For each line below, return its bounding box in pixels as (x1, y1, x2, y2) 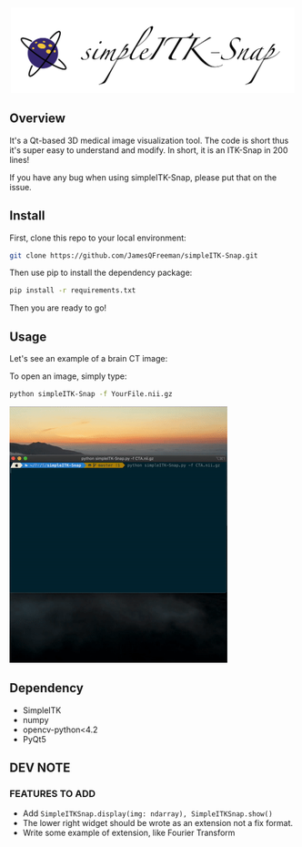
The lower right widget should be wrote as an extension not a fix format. (22, 818, 294, 829)
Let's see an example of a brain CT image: (9, 353, 168, 364)
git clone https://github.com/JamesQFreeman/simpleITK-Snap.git (9, 250, 258, 260)
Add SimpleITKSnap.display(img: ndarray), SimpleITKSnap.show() (22, 808, 273, 819)
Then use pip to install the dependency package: (9, 267, 193, 279)
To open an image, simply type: (9, 371, 127, 382)
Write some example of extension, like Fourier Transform (22, 827, 236, 839)
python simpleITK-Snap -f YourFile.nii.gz (9, 390, 173, 399)
